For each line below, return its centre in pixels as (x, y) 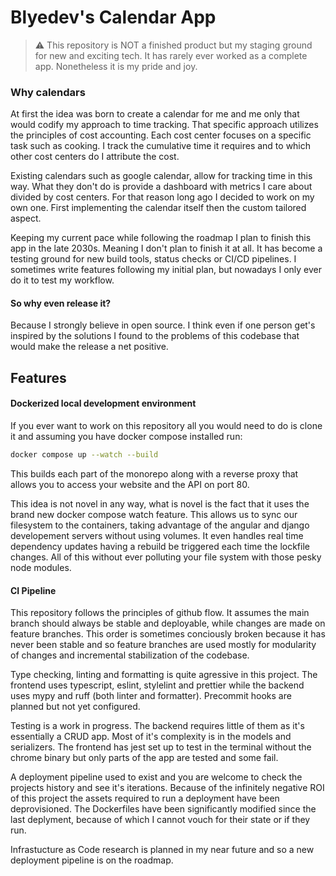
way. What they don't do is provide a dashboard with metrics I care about (161, 187)
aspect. (26, 218)
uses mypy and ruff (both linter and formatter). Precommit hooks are (151, 696)
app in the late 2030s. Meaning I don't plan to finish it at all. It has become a (166, 248)
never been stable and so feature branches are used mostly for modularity (163, 645)
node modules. (41, 567)
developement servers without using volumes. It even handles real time (157, 535)
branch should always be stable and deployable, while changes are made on (168, 623)
